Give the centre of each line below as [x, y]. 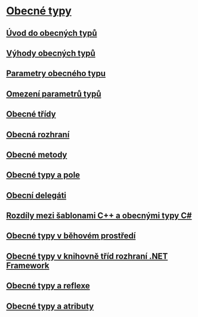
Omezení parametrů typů [54, 94]
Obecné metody [37, 154]
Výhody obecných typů [51, 53]
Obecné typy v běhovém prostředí [71, 236]
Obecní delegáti [36, 195]
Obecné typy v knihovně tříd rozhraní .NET [87, 256]
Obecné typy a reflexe [48, 286]
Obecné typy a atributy [50, 306]
